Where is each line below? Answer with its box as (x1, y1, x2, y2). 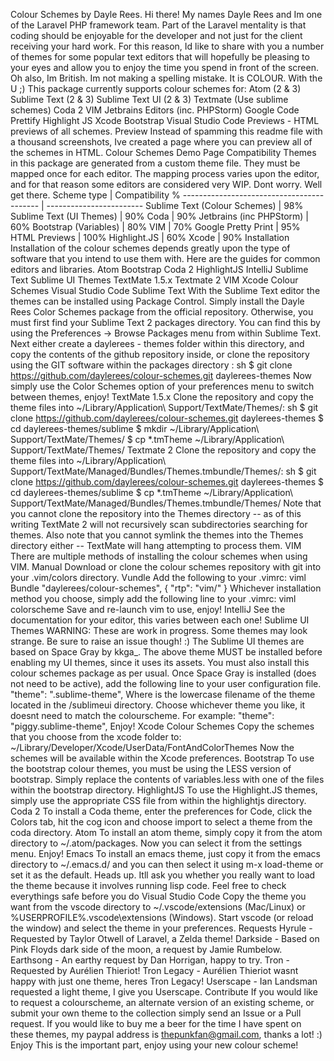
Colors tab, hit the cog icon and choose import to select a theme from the (10, 816, 313, 828)
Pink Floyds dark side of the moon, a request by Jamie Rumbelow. (10, 944, 283, 955)
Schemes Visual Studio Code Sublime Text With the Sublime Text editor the (10, 285, 321, 296)
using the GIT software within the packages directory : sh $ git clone (10, 359, 293, 371)
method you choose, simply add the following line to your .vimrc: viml (10, 593, 297, 604)
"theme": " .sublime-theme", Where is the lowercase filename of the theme (10, 689, 316, 700)
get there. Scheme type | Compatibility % (10, 189, 181, 201)
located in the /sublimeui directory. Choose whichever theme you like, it (10, 699, 306, 711)
